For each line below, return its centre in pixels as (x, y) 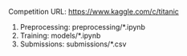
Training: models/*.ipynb (60, 36)
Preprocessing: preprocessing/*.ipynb (83, 27)
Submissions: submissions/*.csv (73, 44)
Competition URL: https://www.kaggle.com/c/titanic (93, 12)
